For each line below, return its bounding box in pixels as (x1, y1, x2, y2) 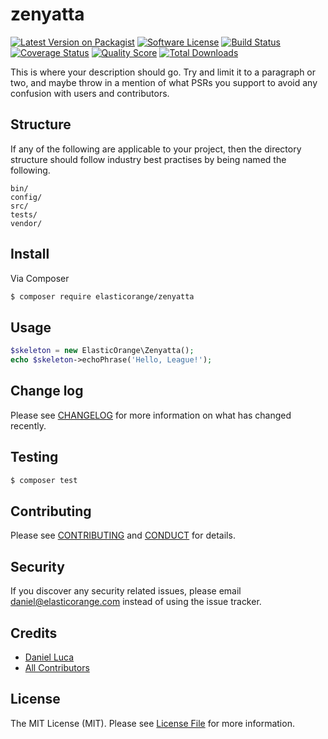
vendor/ (10, 218, 43, 228)
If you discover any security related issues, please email (10, 585, 242, 597)
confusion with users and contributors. (10, 87, 170, 99)
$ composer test (10, 475, 78, 485)
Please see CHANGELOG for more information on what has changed (10, 409, 292, 421)
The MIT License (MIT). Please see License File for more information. (10, 717, 295, 729)
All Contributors (24, 661, 90, 673)
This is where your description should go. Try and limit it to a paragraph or (10, 66, 317, 78)
